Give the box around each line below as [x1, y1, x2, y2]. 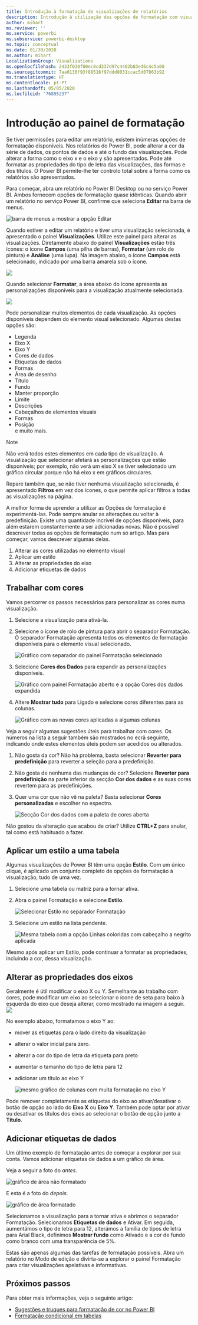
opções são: [6, 322, 37, 329]
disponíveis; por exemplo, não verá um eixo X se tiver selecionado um [6, 463, 176, 470]
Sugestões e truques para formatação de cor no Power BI [14, 1306, 155, 1313]
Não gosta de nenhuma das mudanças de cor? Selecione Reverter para [14, 769, 190, 776]
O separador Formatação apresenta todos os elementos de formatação [14, 634, 188, 641]
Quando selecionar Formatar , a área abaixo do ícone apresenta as [6, 280, 167, 287]
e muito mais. [14, 427, 48, 434]
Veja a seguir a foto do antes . [6, 1166, 78, 1174]
